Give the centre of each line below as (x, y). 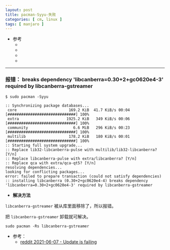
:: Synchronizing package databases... (47, 106)
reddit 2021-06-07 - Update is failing (58, 242)
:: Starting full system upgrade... (44, 145)
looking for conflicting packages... (45, 172)
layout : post (19, 10)
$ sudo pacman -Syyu (27, 96)
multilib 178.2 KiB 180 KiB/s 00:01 (69, 136)
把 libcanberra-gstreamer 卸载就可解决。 (48, 216)
